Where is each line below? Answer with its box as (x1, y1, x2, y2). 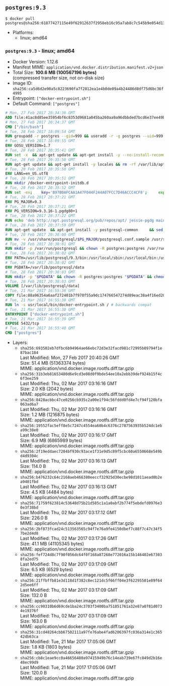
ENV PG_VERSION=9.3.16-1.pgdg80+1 (5, 209, 78, 214)
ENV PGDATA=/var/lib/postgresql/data (5, 264, 84, 270)
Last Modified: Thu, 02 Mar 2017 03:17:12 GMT (20, 510, 117, 516)
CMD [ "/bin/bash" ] (5, 124, 44, 129)
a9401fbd (20, 479, 39, 485)
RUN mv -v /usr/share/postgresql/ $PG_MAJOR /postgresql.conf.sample (5, 237, 150, 242)
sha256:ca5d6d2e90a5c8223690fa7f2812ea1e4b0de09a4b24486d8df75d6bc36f (12, 87, 164, 92)
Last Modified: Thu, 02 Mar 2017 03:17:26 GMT (20, 535, 118, 541)
